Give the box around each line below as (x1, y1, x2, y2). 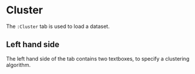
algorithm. (6, 61, 31, 68)
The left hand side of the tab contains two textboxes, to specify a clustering (6, 55, 190, 62)
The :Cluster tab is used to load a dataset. (6, 23, 110, 30)
